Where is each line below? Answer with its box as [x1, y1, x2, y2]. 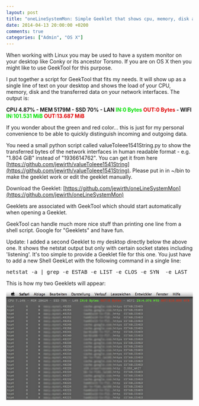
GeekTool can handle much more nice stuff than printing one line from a [6, 220, 182, 228]
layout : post [6, 9, 38, 15]
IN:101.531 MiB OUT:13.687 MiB [6, 113, 85, 120]
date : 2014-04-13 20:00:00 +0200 [6, 22, 89, 28]
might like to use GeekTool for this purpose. [6, 64, 113, 71]
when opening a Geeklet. [6, 209, 68, 216]
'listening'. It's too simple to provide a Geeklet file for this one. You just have [6, 251, 191, 258]
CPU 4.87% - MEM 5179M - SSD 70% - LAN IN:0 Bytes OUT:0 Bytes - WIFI [6, 106, 192, 113]
